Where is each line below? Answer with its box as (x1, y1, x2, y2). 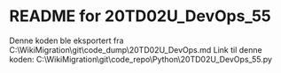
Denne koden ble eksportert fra (9, 35, 124, 46)
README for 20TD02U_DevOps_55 (9, 6, 272, 26)
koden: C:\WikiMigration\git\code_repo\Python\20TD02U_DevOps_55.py (9, 54, 273, 64)
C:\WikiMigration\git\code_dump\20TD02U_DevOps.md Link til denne (9, 44, 263, 55)
